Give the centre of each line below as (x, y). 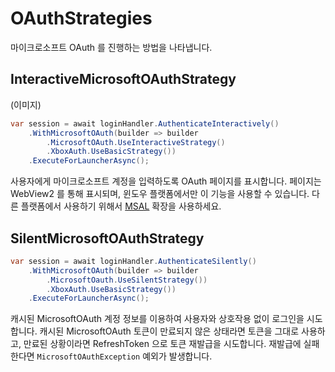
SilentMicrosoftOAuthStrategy (107, 238)
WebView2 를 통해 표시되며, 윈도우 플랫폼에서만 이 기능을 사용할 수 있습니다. (160, 194)
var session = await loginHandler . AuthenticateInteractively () (145, 123)
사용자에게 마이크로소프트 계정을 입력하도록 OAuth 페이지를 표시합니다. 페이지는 (166, 181)
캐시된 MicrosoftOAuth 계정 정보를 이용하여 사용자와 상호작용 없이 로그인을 (157, 319)
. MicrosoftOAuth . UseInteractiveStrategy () (136, 142)
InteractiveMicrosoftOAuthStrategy (123, 79)
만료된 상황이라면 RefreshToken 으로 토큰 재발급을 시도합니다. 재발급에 (162, 344)
